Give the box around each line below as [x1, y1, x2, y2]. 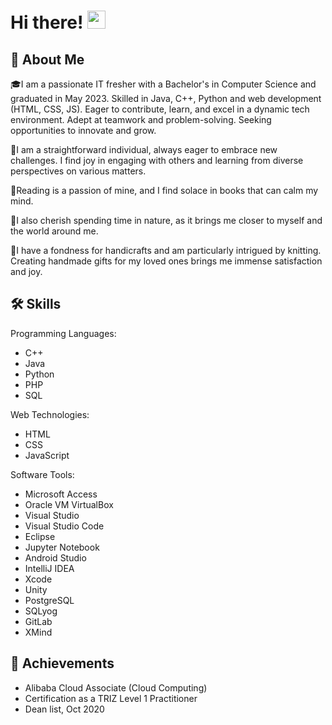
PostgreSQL [24, 594, 75, 606]
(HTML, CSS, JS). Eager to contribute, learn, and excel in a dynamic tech [10, 103, 310, 115]
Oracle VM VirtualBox [24, 498, 114, 510]
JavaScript [24, 449, 70, 461]
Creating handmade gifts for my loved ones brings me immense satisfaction [10, 255, 323, 267]
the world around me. [10, 225, 99, 237]
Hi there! [10, 11, 84, 34]
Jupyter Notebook [24, 541, 100, 553]
